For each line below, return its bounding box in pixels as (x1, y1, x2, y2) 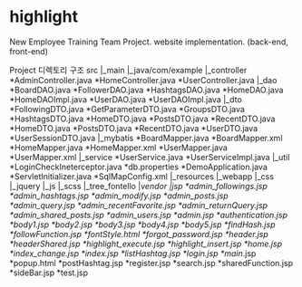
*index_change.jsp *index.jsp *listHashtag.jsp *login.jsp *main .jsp (9, 247, 257, 259)
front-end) (9, 45, 48, 56)
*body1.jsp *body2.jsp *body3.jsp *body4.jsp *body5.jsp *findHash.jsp (9, 219, 276, 230)
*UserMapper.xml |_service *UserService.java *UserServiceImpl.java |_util (9, 151, 290, 162)
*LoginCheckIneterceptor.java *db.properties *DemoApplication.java (9, 161, 268, 172)
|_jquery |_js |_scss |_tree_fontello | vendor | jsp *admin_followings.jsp (9, 180, 268, 191)
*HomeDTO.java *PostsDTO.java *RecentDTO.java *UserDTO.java (9, 122, 258, 133)
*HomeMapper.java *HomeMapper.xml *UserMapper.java (9, 142, 229, 153)
